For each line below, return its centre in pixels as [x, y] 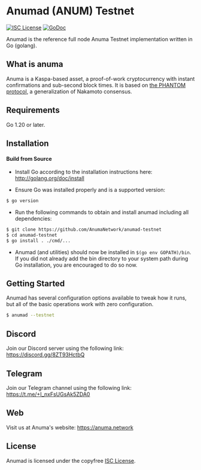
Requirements [33, 110]
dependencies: [33, 219]
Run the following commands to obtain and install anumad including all [102, 212]
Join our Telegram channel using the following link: [69, 387]
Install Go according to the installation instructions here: [83, 172]
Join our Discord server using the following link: [65, 349]
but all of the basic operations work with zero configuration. [80, 304]
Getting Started [36, 284]
